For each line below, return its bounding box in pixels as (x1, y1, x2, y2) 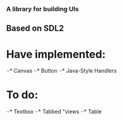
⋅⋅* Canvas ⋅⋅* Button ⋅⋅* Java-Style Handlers (6, 67, 117, 74)
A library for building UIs (6, 5, 79, 13)
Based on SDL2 (6, 23, 64, 34)
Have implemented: (6, 47, 106, 61)
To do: (6, 88, 38, 102)
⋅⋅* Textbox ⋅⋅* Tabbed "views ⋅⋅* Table (6, 108, 102, 115)
